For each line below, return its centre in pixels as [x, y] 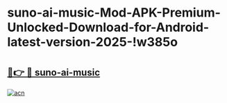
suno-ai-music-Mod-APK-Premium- [114, 13]
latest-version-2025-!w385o [93, 42]
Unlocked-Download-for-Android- [108, 27]
